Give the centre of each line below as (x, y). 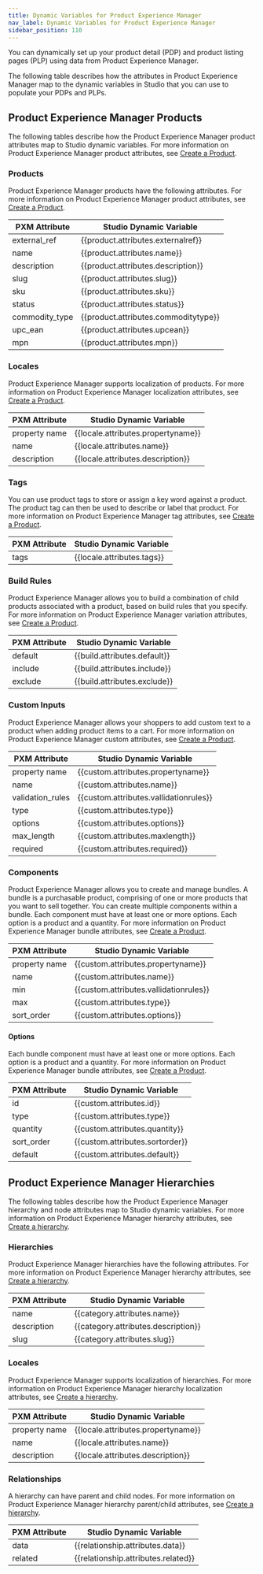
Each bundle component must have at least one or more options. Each (122, 1054)
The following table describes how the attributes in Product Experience (123, 76)
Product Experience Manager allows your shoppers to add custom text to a (130, 722)
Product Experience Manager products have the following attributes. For (125, 191)
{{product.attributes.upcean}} (135, 330)
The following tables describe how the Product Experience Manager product (132, 137)
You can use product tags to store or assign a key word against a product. (128, 499)
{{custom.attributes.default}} (127, 1155)
